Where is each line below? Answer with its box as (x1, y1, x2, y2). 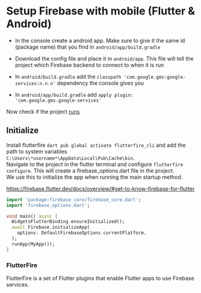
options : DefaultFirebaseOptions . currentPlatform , (17, 230, 147, 236)
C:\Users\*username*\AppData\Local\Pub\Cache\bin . (6, 154, 135, 161)
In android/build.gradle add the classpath (14, 73, 122, 80)
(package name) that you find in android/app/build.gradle (14, 43, 161, 51)
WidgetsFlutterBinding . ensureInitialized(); (11, 218, 125, 225)
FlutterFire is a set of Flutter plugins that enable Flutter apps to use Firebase (6, 274, 194, 282)
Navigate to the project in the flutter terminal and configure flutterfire (6, 161, 184, 168)
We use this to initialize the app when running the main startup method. (6, 173, 183, 180)
